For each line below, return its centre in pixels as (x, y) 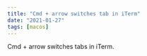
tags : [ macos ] (28, 27)
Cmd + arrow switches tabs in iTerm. (61, 47)
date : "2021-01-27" (36, 20)
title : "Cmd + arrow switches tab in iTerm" (74, 14)
